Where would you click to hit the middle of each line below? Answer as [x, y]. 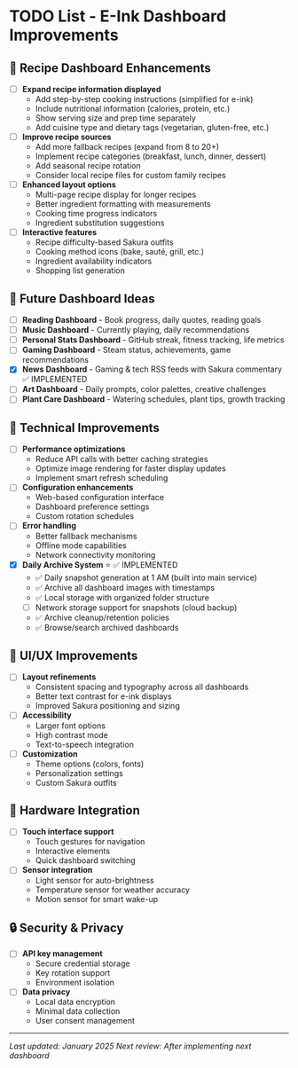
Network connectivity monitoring [95, 554]
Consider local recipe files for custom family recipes [130, 176]
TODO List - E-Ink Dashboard [118, 16]
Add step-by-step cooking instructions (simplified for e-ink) [144, 99]
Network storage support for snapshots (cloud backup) [136, 607]
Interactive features [59, 232]
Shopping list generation [80, 271]
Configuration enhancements [78, 487]
